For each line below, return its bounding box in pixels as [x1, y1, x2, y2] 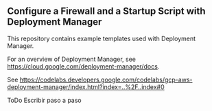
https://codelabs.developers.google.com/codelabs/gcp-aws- [19, 75, 193, 84]
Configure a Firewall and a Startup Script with [7, 5, 206, 17]
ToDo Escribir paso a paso [7, 96, 82, 104]
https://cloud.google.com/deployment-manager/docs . [7, 62, 160, 71]
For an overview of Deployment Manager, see [7, 55, 136, 63]
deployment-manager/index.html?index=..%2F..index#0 [7, 82, 165, 91]
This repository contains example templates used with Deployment [7, 34, 196, 42]
